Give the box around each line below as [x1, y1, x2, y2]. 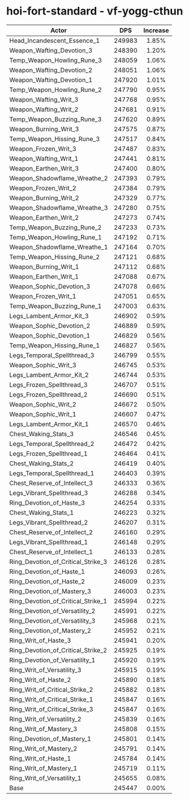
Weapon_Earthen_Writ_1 [9, 272, 79, 281]
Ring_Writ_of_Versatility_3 [9, 666, 82, 674]
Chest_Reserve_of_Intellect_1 [9, 548, 94, 556]
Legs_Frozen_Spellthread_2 [9, 390, 88, 399]
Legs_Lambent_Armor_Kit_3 [9, 312, 89, 320]
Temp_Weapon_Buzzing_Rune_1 [9, 301, 102, 310]
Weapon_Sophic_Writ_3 [9, 361, 77, 369]
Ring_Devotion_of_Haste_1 [9, 567, 86, 575]
